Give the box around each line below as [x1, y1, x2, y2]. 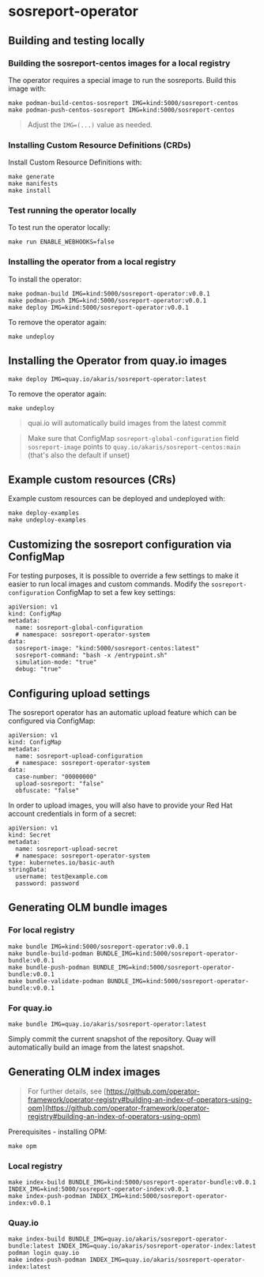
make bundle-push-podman [8, 963, 90, 971]
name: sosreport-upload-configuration [15, 752, 144, 760]
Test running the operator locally [8, 205, 137, 216]
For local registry [8, 925, 75, 936]
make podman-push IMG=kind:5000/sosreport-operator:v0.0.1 [8, 296, 207, 304]
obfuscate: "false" [15, 787, 80, 795]
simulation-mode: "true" [15, 658, 97, 666]
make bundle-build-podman [8, 949, 93, 958]
